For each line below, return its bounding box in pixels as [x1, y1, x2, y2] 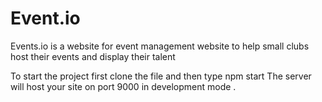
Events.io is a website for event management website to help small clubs [10, 40, 310, 52]
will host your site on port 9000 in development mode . [10, 80, 237, 92]
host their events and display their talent [10, 50, 176, 62]
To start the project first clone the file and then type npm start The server [10, 70, 312, 82]
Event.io [10, 7, 81, 30]
